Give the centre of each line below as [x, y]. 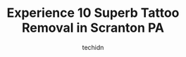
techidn [93, 47]
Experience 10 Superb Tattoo [93, 13]
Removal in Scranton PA [93, 28]
